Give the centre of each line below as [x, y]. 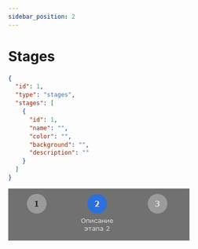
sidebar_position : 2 [42, 16]
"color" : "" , [50, 136]
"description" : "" [59, 153]
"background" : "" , [59, 145]
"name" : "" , [48, 128]
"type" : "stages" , [46, 95]
